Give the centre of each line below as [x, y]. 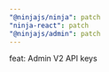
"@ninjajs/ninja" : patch [55, 17]
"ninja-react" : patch [49, 25]
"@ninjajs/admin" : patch [55, 33]
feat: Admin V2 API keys [53, 59]
